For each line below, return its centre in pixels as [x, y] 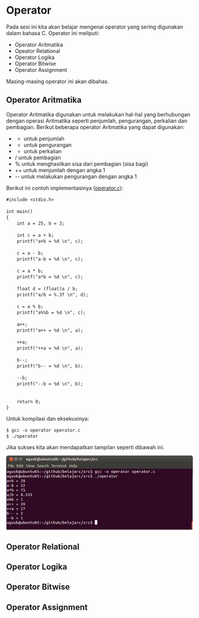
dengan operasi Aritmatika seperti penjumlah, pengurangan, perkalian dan [97, 121]
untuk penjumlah [44, 138]
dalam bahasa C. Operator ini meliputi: [53, 33]
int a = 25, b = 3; [41, 223]
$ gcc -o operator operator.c [44, 430]
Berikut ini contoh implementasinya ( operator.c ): [65, 188]
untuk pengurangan [48, 145]
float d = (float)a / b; [47, 289]
